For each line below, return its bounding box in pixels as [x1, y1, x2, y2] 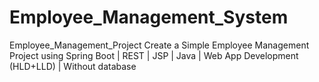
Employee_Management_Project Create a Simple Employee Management [9, 39, 310, 51]
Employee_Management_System [9, 6, 289, 29]
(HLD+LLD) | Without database [9, 60, 137, 72]
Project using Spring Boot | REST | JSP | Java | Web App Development [9, 49, 299, 61]
